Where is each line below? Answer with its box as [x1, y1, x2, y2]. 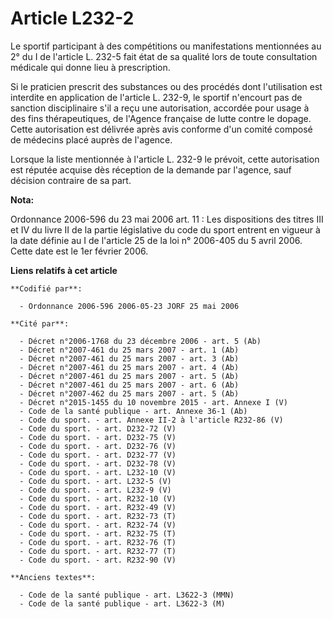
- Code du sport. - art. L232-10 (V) [19, 467, 177, 477]
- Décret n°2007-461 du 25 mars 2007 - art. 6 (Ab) [19, 380, 240, 390]
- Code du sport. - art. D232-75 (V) [19, 432, 177, 442]
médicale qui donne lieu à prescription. [10, 61, 171, 73]
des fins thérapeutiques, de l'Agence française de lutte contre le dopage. [10, 112, 312, 124]
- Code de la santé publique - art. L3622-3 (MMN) [19, 590, 235, 600]
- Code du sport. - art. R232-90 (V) [19, 555, 177, 565]
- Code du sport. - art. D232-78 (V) [19, 458, 177, 469]
